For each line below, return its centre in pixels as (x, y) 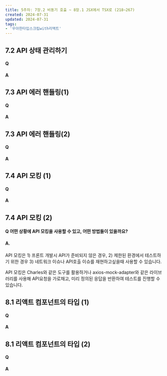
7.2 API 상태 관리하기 (36, 50)
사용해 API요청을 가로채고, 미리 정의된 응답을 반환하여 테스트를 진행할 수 (89, 279)
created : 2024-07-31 (27, 15)
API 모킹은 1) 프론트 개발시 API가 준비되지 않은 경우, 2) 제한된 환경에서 (74, 255)
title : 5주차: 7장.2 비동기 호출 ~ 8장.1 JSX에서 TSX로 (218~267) (70, 10)
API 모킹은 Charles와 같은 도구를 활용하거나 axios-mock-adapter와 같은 (77, 272)
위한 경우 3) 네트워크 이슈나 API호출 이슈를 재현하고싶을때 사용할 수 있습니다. (86, 261)
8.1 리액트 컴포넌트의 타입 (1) (47, 303)
